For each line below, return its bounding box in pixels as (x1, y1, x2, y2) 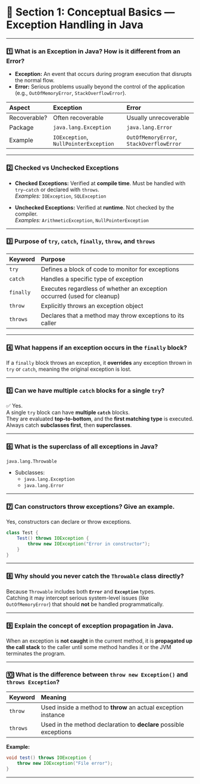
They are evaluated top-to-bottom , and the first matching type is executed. (6, 415, 194, 423)
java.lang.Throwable (6, 458, 58, 465)
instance (40, 711, 65, 719)
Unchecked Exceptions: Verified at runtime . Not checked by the (14, 204, 174, 211)
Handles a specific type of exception (40, 275, 143, 283)
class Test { (6, 530, 39, 536)
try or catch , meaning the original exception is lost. (6, 365, 132, 373)
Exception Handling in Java (6, 18, 144, 32)
